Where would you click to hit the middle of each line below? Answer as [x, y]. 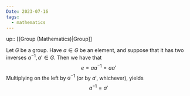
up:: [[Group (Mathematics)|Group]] [49, 39]
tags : [13, 17]
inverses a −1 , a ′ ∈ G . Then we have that [54, 57]
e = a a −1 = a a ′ [99, 67]
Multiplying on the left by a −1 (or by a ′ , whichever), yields [75, 77]
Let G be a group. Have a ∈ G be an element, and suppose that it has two [95, 50]
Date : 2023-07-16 [27, 11]
